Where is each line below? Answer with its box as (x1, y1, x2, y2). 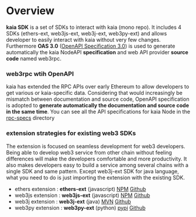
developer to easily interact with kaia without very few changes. (6, 36, 161, 43)
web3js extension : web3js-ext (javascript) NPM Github (14, 192, 150, 199)
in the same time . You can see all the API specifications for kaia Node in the (6, 108, 190, 116)
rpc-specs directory (6, 114, 55, 121)
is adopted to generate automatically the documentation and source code (6, 102, 190, 109)
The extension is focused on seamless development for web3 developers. (6, 143, 185, 150)
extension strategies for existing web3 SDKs (6, 129, 137, 137)
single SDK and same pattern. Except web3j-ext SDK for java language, (6, 167, 180, 175)
